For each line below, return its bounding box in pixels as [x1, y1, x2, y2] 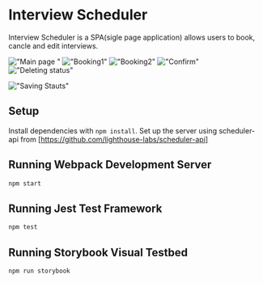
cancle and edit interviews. [8, 40, 99, 50]
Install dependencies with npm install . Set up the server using [8, 125, 217, 135]
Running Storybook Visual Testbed [8, 245, 189, 260]
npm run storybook [8, 267, 70, 275]
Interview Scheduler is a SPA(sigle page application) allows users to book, [8, 32, 256, 42]
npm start [8, 180, 42, 188]
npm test [8, 223, 38, 231]
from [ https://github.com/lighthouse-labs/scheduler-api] [19, 134, 209, 144]
